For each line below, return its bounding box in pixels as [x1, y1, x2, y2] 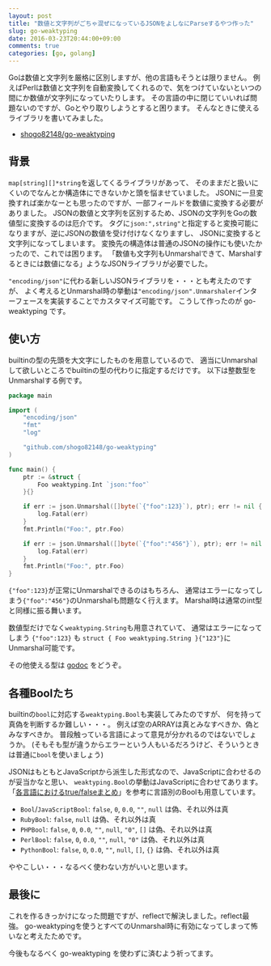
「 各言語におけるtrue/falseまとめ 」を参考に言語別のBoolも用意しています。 [8, 786, 260, 797]
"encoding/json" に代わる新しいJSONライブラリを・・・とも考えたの [8, 276, 239, 286]
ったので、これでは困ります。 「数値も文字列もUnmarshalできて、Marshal [8, 248, 256, 258]
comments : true [8, 42, 60, 50]
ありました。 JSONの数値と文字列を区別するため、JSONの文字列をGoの [8, 208, 251, 218]
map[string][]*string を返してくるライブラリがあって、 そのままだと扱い [8, 177, 252, 187]
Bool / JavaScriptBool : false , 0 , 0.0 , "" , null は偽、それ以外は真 [19, 804, 229, 814]
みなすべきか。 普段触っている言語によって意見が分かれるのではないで [8, 729, 243, 739]
